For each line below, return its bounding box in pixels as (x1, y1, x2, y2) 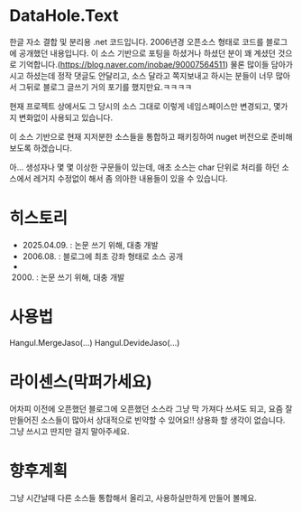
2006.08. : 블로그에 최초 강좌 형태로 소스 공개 (22, 250, 183, 262)
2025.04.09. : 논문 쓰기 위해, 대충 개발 (22, 239, 160, 250)
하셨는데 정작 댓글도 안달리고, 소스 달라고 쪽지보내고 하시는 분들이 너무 (25, 70, 274, 81)
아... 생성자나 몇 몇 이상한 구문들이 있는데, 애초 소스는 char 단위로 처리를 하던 (9, 162, 280, 172)
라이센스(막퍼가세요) (9, 372, 152, 392)
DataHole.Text (9, 5, 119, 26)
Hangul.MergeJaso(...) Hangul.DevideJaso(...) (9, 337, 180, 348)
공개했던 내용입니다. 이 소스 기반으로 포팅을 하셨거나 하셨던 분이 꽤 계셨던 (18, 47, 277, 59)
